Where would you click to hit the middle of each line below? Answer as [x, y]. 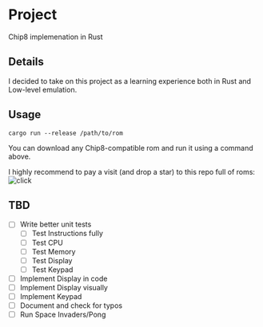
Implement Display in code [64, 278]
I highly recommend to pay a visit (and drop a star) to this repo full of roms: [132, 171]
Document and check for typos [71, 305]
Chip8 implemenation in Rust [56, 37]
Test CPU [48, 242]
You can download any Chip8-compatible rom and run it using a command [131, 148]
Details [26, 62]
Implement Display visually [64, 287]
